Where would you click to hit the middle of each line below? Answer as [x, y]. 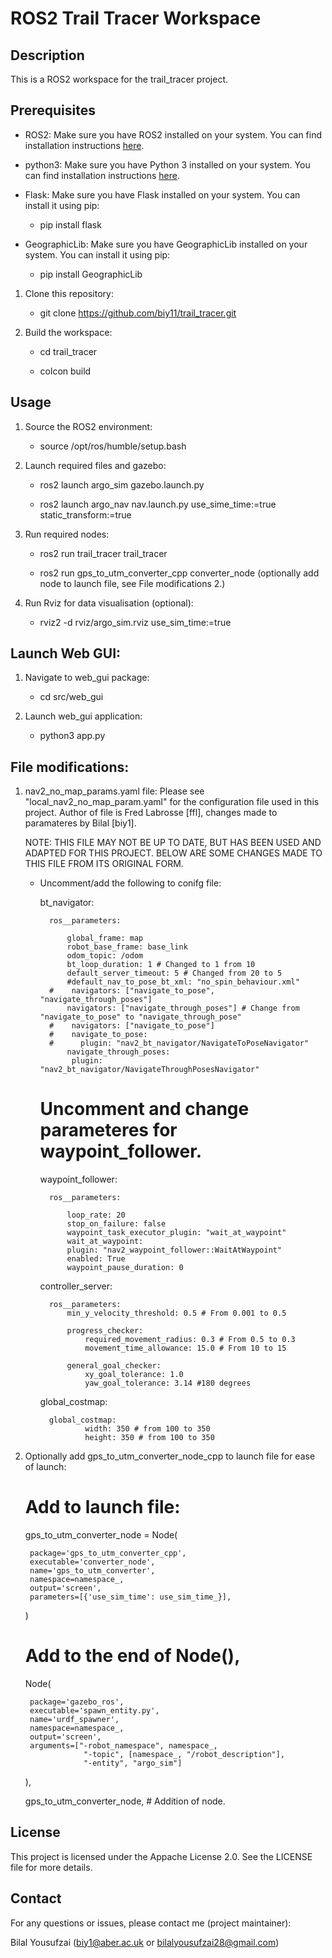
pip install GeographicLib [91, 274]
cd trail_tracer [68, 351]
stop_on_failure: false [116, 1224]
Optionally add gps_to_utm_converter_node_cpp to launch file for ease [170, 1456]
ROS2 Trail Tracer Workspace [136, 18]
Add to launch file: [102, 1507]
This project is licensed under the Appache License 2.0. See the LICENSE [161, 1856]
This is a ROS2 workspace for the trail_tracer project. [119, 79]
